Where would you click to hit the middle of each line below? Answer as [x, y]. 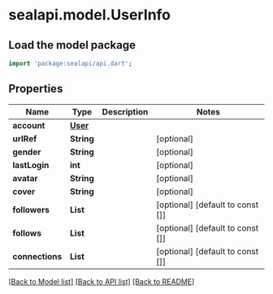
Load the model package [72, 45]
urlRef [25, 138]
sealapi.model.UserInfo [90, 15]
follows [27, 233]
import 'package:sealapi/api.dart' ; [70, 63]
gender [27, 152]
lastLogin [31, 165]
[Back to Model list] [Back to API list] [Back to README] [102, 281]
